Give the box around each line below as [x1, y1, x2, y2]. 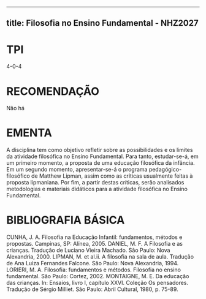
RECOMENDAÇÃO [6, 84, 100, 98]
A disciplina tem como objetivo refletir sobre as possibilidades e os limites [6, 146, 193, 154]
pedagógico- [148, 166, 182, 173]
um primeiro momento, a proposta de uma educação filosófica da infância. [6, 159, 195, 167]
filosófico [6, 172, 31, 180]
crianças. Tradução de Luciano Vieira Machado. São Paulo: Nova [6, 246, 170, 254]
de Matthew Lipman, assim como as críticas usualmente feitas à [31, 172, 193, 180]
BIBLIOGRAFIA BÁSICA [6, 213, 125, 227]
